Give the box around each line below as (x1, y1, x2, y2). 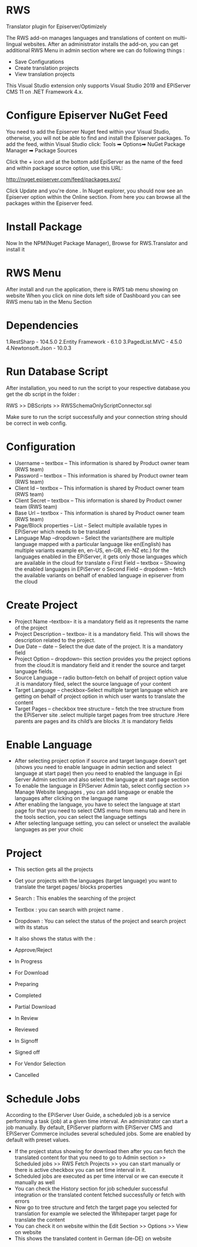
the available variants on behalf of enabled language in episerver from (14, 571, 185, 578)
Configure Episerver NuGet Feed (6, 109, 168, 122)
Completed (14, 992, 42, 999)
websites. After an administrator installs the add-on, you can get (23, 40, 179, 48)
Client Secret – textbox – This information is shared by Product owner (14, 497, 182, 504)
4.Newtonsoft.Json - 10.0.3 (6, 344, 72, 351)
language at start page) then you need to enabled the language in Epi (14, 770, 182, 777)
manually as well (14, 1179, 55, 1186)
